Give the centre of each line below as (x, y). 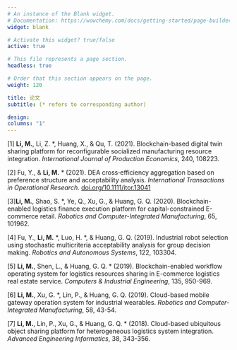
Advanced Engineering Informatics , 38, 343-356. (79, 339)
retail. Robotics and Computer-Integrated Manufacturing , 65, (128, 216)
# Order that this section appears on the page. (80, 78)
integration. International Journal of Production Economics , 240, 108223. (114, 159)
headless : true (30, 66)
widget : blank (28, 27)
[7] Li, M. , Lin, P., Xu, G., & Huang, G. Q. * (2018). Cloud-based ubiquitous (114, 324)
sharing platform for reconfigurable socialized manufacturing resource (110, 151)
